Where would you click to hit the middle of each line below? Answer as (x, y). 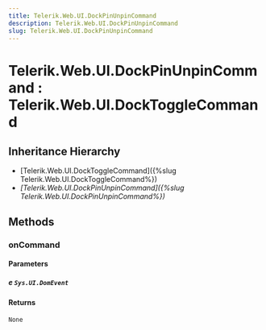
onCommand (34, 245)
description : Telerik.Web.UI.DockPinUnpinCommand (94, 23)
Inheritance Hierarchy (64, 151)
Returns (22, 303)
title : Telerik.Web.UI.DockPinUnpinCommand (83, 16)
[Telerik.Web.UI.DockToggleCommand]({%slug (98, 171)
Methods (31, 222)
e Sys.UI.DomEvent (38, 282)
